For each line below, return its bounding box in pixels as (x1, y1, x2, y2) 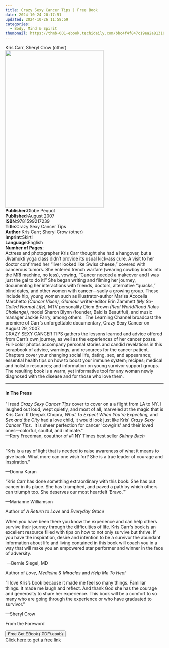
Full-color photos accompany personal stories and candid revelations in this (5, 341, 162, 347)
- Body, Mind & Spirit (10, 26, 57, 31)
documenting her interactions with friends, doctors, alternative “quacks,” (5, 283, 156, 288)
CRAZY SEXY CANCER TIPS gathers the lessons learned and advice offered (5, 331, 162, 337)
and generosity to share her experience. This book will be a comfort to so (5, 591, 157, 597)
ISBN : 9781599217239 (5, 218, 50, 224)
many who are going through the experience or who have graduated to (5, 596, 152, 602)
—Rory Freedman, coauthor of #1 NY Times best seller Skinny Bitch (5, 433, 145, 439)
